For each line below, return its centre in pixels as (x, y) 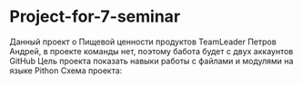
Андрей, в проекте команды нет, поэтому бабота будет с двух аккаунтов (151, 51)
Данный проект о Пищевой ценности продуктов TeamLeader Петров (143, 42)
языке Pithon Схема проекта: (66, 71)
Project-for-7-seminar (95, 17)
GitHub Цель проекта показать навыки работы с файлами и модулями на (151, 61)
